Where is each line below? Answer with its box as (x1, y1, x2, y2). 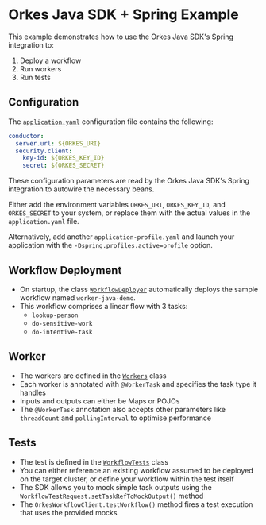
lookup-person (31, 311, 79, 319)
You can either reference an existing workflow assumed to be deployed (19, 465, 253, 475)
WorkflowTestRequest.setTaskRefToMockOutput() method (19, 491, 204, 500)
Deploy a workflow (19, 56, 82, 65)
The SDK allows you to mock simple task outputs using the (19, 482, 212, 492)
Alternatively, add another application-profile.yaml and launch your (8, 232, 235, 241)
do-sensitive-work (31, 319, 93, 327)
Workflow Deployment (8, 264, 122, 277)
